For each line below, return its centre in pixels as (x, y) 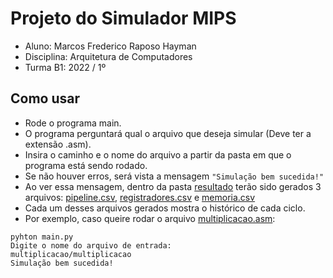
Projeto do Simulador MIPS (123, 18)
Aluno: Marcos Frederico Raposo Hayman (110, 46)
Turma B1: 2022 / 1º (65, 67)
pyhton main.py (42, 237)
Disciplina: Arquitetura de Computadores (108, 56)
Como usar (45, 98)
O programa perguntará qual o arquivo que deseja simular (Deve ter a (168, 133)
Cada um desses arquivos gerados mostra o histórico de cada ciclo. (165, 208)
